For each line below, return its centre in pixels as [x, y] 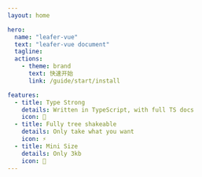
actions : [29, 59]
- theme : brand [46, 66]
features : [24, 95]
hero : [16, 29]
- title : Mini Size [46, 146]
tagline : [29, 52]
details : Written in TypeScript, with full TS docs [108, 110]
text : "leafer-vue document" [62, 44]
